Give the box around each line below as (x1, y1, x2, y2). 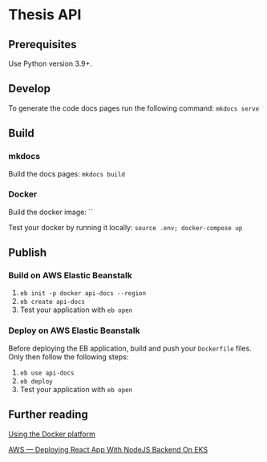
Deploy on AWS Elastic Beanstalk (8, 325, 140, 336)
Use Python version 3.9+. (8, 59, 93, 68)
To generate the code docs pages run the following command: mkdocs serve (8, 103, 260, 113)
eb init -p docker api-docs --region (19, 290, 147, 298)
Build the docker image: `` (8, 207, 94, 217)
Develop (8, 82, 51, 95)
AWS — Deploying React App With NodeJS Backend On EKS (8, 444, 208, 454)
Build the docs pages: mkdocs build (8, 168, 126, 178)
